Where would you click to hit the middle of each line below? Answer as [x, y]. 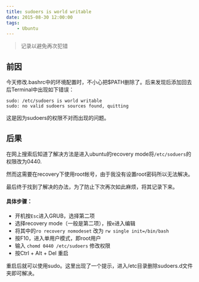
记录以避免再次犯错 [44, 46]
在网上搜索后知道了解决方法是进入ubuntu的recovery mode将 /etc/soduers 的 [99, 154]
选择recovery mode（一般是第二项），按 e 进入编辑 [75, 224]
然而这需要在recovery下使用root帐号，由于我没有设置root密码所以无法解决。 [100, 174]
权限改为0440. [24, 161]
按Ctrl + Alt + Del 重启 [42, 253]
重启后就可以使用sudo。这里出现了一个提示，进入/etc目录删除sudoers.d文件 [99, 266]
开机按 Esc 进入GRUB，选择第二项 [55, 216]
